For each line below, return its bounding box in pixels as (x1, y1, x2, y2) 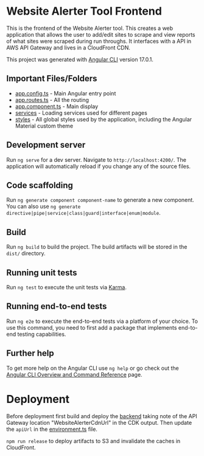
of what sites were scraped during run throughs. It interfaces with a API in (6, 37, 192, 45)
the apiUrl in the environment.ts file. (6, 425, 97, 433)
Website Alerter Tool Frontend (6, 4, 163, 18)
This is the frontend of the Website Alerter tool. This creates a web (6, 24, 174, 32)
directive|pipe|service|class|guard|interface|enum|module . (6, 209, 161, 217)
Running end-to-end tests (6, 301, 107, 312)
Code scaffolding (6, 180, 73, 190)
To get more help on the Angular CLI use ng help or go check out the (6, 364, 179, 372)
